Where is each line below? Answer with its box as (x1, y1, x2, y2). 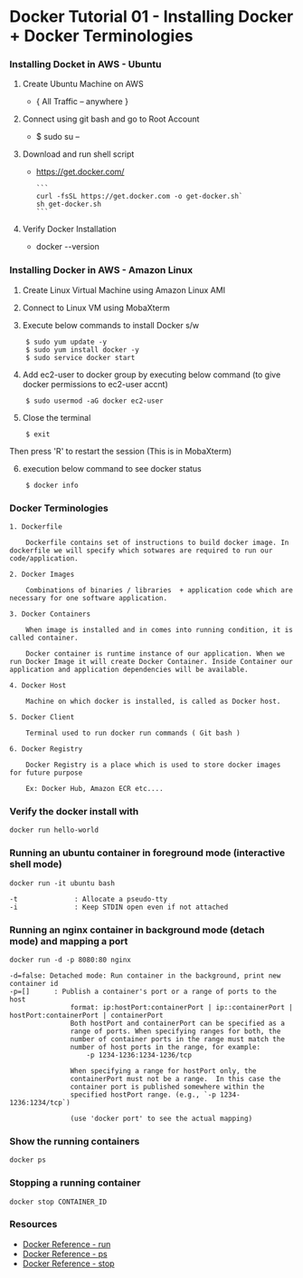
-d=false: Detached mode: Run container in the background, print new (9, 971, 281, 980)
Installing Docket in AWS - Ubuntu (9, 58, 162, 71)
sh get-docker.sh (35, 200, 102, 210)
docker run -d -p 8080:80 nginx (9, 955, 131, 964)
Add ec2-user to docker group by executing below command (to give (22, 369, 281, 380)
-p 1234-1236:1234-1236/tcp (86, 1050, 193, 1059)
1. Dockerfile (9, 522, 63, 532)
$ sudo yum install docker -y (25, 345, 140, 355)
